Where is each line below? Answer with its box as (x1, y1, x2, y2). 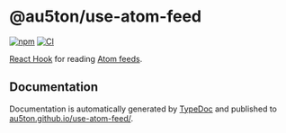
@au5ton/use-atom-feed (9, 6, 202, 27)
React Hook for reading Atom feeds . (9, 53, 143, 64)
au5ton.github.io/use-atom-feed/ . (9, 112, 134, 123)
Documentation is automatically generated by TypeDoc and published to (9, 103, 277, 114)
